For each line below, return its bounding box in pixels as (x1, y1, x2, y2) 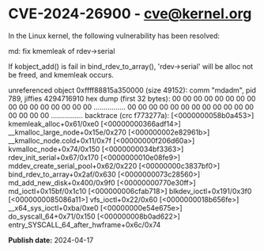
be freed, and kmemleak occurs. (8, 70, 115, 79)
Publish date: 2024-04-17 (8, 235, 94, 245)
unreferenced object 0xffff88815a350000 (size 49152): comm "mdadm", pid (8, 85, 257, 95)
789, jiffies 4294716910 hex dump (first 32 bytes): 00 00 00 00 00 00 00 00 (8, 93, 256, 103)
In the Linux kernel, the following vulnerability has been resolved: (8, 31, 220, 40)
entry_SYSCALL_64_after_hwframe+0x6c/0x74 (8, 219, 161, 230)
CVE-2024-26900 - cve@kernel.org (8, 5, 252, 23)
